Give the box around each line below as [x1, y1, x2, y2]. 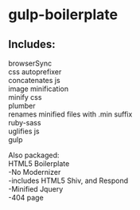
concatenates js [8, 76, 61, 85]
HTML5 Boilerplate [8, 159, 70, 168]
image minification [8, 84, 69, 93]
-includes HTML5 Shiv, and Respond [8, 176, 129, 185]
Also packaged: [8, 150, 60, 160]
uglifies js [8, 126, 40, 136]
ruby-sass [8, 118, 41, 127]
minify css [8, 93, 42, 101]
